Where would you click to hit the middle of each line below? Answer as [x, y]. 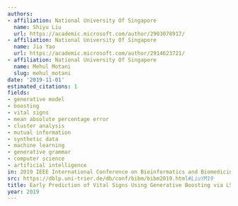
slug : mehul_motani [42, 73]
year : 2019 [23, 192]
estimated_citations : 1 [42, 86]
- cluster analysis [36, 126]
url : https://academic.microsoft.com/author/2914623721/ [100, 54]
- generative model [36, 100]
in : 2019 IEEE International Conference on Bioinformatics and [103, 172]
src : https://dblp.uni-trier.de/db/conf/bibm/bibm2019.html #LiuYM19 [110, 178]
